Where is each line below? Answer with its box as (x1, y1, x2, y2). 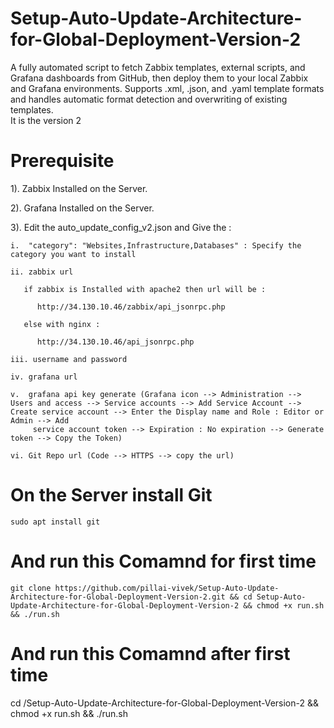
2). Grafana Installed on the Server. (10, 202, 155, 214)
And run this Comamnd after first (10, 642, 291, 665)
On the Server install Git (10, 484, 213, 507)
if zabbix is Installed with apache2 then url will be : (23, 284, 267, 294)
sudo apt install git (10, 517, 101, 527)
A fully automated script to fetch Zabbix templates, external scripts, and (10, 61, 306, 73)
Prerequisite (10, 150, 115, 172)
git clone (10, 583, 52, 593)
